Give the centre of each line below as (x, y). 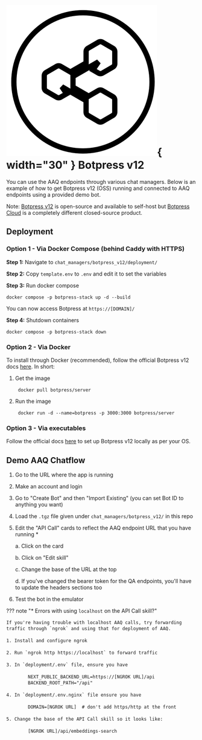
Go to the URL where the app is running (64, 475)
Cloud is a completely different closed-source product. (74, 212)
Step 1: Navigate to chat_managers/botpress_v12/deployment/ (82, 262)
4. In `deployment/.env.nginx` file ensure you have (74, 695)
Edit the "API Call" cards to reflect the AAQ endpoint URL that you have (103, 528)
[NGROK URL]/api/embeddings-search (73, 732)
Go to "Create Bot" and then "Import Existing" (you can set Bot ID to (99, 498)
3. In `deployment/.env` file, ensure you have (67, 665)
